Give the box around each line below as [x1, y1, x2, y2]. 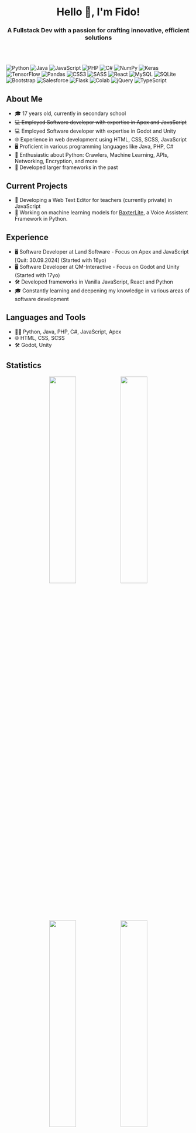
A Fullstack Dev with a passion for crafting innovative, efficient [7, 26, 190, 35]
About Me [6, 94, 43, 104]
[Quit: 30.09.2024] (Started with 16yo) [14, 257, 106, 264]
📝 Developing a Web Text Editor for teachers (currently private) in [14, 197, 173, 204]
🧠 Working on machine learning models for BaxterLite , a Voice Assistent [14, 209, 188, 216]
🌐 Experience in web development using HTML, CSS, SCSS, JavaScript [14, 136, 187, 143]
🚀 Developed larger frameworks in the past [14, 164, 118, 171]
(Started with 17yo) [14, 271, 60, 278]
